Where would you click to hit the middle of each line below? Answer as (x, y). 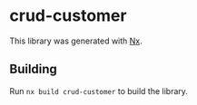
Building (33, 69)
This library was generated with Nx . (76, 41)
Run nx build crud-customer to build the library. (99, 91)
